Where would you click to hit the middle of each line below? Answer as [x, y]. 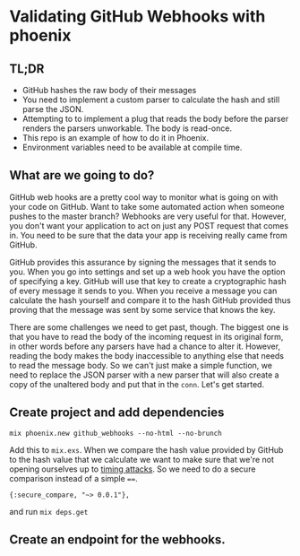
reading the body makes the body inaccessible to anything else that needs [147, 355]
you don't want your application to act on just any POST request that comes [149, 225]
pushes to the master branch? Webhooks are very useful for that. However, [148, 216]
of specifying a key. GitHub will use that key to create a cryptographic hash [148, 281]
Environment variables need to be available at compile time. [132, 147]
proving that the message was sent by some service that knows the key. [142, 309]
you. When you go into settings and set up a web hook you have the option [147, 272]
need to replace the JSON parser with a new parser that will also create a [144, 375]
